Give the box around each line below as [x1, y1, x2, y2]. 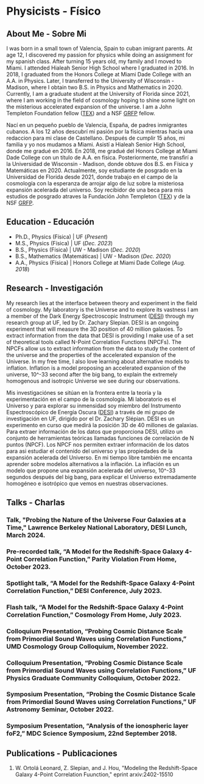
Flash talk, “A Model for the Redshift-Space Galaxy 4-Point [6, 603, 184, 611]
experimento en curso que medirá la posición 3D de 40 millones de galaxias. [6, 421, 199, 428]
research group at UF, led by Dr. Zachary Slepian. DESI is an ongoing [6, 318, 179, 326]
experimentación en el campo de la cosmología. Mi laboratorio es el [6, 395, 177, 403]
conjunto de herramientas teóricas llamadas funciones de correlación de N [6, 434, 194, 442]
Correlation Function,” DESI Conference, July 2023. [6, 586, 163, 595]
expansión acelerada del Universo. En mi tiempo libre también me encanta [6, 453, 193, 461]
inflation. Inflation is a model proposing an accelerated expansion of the [6, 364, 186, 372]
